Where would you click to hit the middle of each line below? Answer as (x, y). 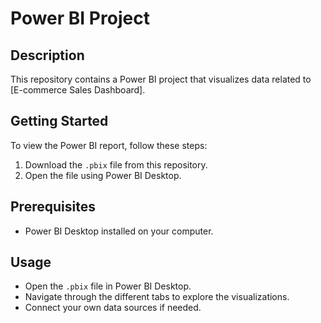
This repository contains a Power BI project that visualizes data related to (161, 79)
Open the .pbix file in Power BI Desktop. (108, 286)
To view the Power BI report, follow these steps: (109, 145)
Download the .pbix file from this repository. (116, 164)
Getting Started (59, 121)
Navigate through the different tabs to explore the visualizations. (157, 297)
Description (47, 55)
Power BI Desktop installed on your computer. (119, 231)
